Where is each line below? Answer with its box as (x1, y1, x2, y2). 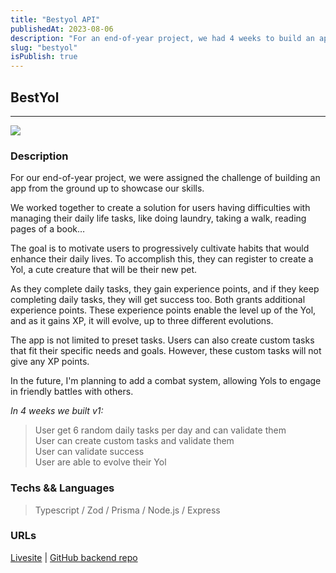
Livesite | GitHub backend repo (10, 551, 138, 563)
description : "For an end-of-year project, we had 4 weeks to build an (10, 33, 315, 43)
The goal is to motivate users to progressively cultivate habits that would (10, 242, 310, 255)
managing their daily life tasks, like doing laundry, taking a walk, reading (10, 212, 307, 225)
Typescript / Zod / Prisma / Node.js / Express (34, 504, 221, 516)
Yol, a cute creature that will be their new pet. (10, 264, 198, 276)
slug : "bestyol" (10, 42, 78, 53)
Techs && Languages (10, 481, 115, 495)
